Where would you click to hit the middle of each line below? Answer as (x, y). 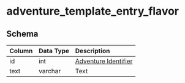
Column (21, 51)
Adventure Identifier (104, 61)
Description (92, 51)
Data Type (54, 51)
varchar (50, 71)
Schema (22, 34)
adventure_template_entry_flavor (93, 11)
